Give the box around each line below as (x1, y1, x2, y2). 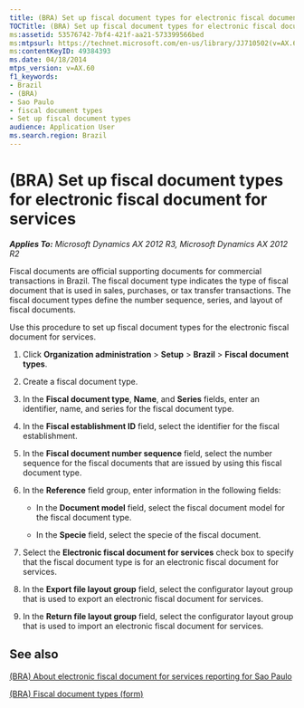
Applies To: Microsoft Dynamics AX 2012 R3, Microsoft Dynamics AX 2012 (9, 238, 289, 249)
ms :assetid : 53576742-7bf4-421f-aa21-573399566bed (9, 30, 204, 39)
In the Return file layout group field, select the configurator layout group (22, 610, 294, 621)
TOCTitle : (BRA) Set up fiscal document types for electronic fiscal (9, 22, 278, 31)
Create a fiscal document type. (22, 376, 138, 387)
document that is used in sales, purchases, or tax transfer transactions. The (9, 284, 291, 295)
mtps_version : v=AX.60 (9, 64, 95, 73)
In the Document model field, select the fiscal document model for (35, 502, 285, 512)
